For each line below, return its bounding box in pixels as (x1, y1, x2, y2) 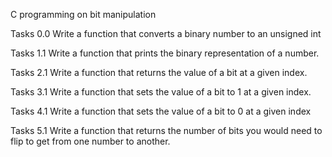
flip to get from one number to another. (10, 135, 171, 147)
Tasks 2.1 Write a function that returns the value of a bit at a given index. (10, 67, 308, 78)
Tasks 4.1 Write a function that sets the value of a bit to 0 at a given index (10, 105, 312, 117)
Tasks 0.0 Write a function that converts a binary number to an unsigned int (10, 28, 322, 39)
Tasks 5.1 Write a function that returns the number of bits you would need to (10, 125, 323, 136)
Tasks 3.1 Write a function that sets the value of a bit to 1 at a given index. (10, 86, 312, 98)
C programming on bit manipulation (10, 9, 157, 20)
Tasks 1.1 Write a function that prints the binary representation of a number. (10, 47, 320, 59)
